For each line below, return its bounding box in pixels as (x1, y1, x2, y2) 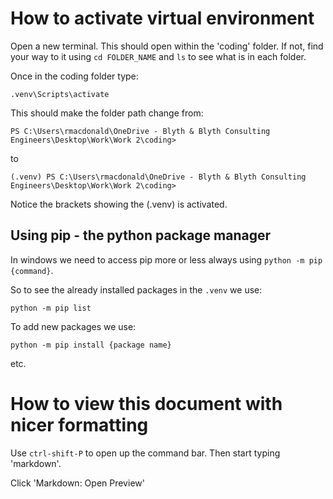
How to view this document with (10, 392, 283, 415)
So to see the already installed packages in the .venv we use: (10, 283, 263, 296)
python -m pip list (10, 303, 92, 313)
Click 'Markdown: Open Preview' (10, 477, 145, 489)
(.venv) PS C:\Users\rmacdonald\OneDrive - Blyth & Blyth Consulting (10, 172, 307, 182)
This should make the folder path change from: (10, 107, 204, 119)
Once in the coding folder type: (10, 70, 139, 82)
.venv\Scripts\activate (10, 89, 110, 99)
